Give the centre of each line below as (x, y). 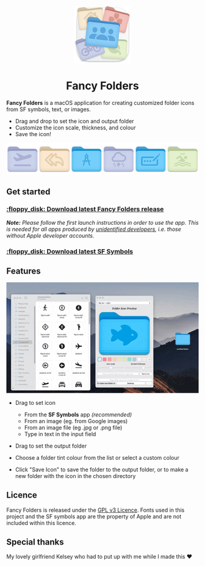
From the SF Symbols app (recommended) (78, 415)
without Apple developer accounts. (50, 235)
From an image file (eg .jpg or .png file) (73, 427)
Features (23, 271)
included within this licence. (41, 523)
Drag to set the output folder (51, 446)
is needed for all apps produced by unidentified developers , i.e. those (94, 229)
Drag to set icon (35, 402)
